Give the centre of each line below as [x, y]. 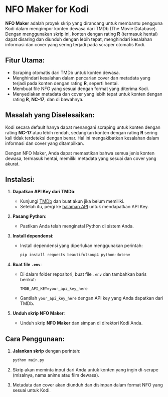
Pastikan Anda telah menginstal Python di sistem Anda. [77, 226]
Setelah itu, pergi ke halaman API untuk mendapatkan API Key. [84, 207]
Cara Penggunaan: [35, 339]
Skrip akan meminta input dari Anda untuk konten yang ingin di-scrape [86, 370]
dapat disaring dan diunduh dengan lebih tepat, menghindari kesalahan [79, 39]
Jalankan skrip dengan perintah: [46, 351]
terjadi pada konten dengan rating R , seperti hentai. [65, 83]
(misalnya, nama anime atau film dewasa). [56, 375]
